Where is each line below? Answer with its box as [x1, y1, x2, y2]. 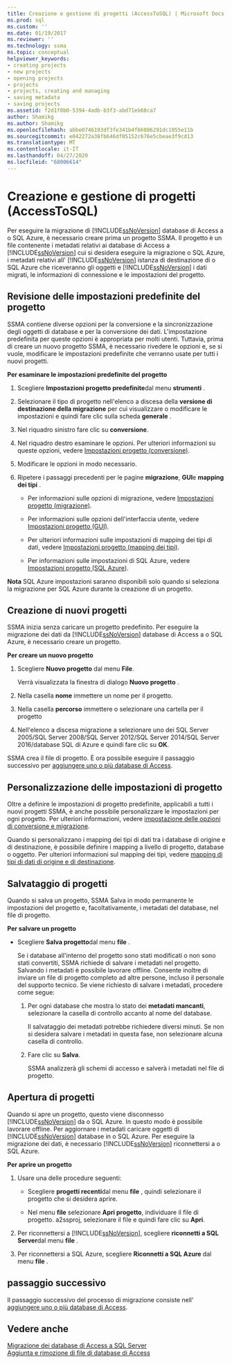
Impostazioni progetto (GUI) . [27, 522, 109, 530]
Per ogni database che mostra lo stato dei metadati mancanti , [27, 1001, 206, 1010]
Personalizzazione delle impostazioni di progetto [7, 782, 223, 793]
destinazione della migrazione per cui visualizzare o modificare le [17, 404, 208, 413]
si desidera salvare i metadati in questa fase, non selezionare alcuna [27, 1029, 223, 1038]
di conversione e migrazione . [7, 822, 90, 830]
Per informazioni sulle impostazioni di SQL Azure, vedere [27, 556, 190, 564]
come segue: [17, 988, 55, 996]
